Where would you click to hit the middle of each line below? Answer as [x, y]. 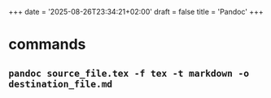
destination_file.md [61, 84]
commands [47, 45]
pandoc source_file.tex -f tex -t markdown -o [129, 73]
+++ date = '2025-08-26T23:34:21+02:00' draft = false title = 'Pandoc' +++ [136, 12]
